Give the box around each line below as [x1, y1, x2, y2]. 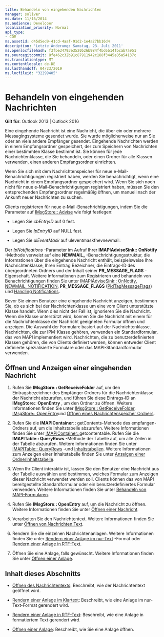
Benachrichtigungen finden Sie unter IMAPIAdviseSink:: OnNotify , [5, 278, 138, 284]
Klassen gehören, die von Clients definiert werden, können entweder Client [5, 339, 156, 345]
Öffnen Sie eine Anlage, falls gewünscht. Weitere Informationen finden [12, 550, 154, 556]
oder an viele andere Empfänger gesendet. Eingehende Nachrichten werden [5, 138, 159, 144]
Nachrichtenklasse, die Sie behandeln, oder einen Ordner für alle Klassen [5, 153, 153, 159]
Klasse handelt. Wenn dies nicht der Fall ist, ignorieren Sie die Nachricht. [5, 308, 151, 314]
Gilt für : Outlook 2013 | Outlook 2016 [5, 118, 79, 124]
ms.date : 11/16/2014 [5, 16, 47, 21]
